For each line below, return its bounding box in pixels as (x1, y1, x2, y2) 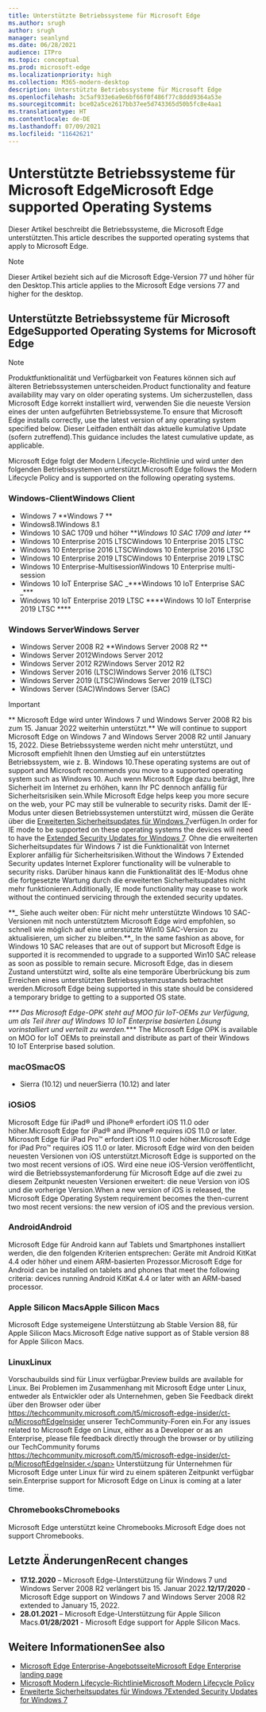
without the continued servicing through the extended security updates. (8, 892, 244, 902)
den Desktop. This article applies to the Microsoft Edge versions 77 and (8, 280, 240, 290)
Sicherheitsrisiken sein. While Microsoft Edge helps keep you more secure (8, 790, 249, 800)
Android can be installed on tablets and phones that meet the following (8, 1265, 240, 1275)
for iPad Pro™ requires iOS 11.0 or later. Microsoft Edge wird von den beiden (8, 1143, 254, 1152)
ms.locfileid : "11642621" (8, 130, 94, 138)
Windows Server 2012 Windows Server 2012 (19, 650, 164, 660)
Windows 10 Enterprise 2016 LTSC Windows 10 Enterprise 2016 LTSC (19, 545, 245, 554)
